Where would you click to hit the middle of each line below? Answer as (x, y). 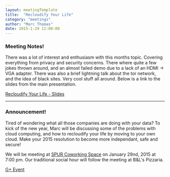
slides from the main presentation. (41, 84)
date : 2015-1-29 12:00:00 (32, 29)
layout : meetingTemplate (31, 10)
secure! (13, 144)
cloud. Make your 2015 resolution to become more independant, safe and (82, 139)
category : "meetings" (28, 19)
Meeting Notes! (25, 47)
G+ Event (15, 169)
